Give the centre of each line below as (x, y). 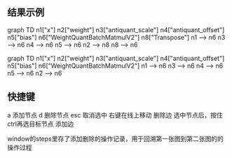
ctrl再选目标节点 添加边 (41, 124)
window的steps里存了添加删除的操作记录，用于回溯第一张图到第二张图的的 (116, 138)
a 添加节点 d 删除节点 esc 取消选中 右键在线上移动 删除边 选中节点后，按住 (115, 115)
